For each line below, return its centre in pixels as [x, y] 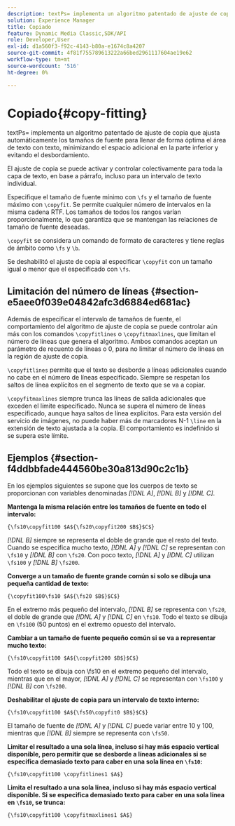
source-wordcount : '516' [43, 66]
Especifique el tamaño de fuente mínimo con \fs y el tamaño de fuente [109, 197]
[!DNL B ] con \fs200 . [37, 686]
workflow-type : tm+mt [39, 60]
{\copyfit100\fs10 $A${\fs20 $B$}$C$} [64, 597]
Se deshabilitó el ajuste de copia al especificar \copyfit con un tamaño [110, 262]
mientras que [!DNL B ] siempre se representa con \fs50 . [88, 733]
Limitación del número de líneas [78, 291]
